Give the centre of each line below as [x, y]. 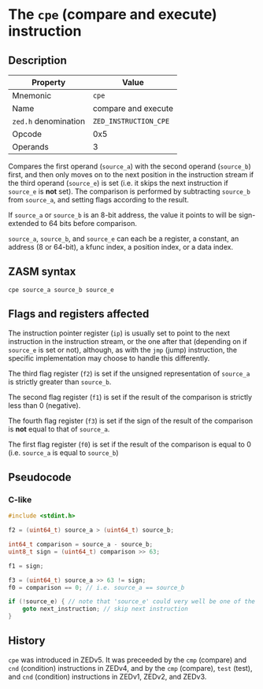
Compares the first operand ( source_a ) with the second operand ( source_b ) [130, 166]
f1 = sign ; [26, 566]
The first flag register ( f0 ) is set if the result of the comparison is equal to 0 [130, 444]
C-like [20, 499]
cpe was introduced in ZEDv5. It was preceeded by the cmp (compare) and [127, 660]
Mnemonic [32, 96]
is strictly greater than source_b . [60, 382]
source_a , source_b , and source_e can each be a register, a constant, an [124, 239]
